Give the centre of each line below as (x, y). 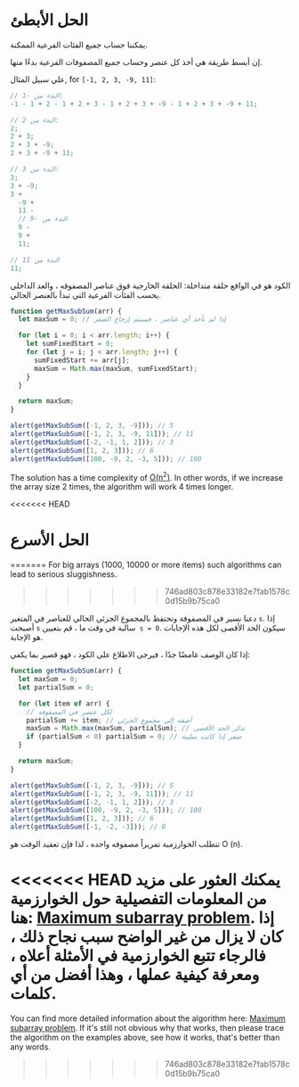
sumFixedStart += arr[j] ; (81, 360)
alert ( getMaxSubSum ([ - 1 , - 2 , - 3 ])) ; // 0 (88, 827)
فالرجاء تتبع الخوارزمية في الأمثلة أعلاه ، (138, 956)
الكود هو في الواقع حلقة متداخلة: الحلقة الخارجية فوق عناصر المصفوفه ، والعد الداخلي (150, 285)
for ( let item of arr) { (64, 704)
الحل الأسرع (50, 540)
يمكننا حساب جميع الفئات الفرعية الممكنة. (79, 45)
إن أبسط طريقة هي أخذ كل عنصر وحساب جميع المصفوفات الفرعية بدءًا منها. (136, 62)
